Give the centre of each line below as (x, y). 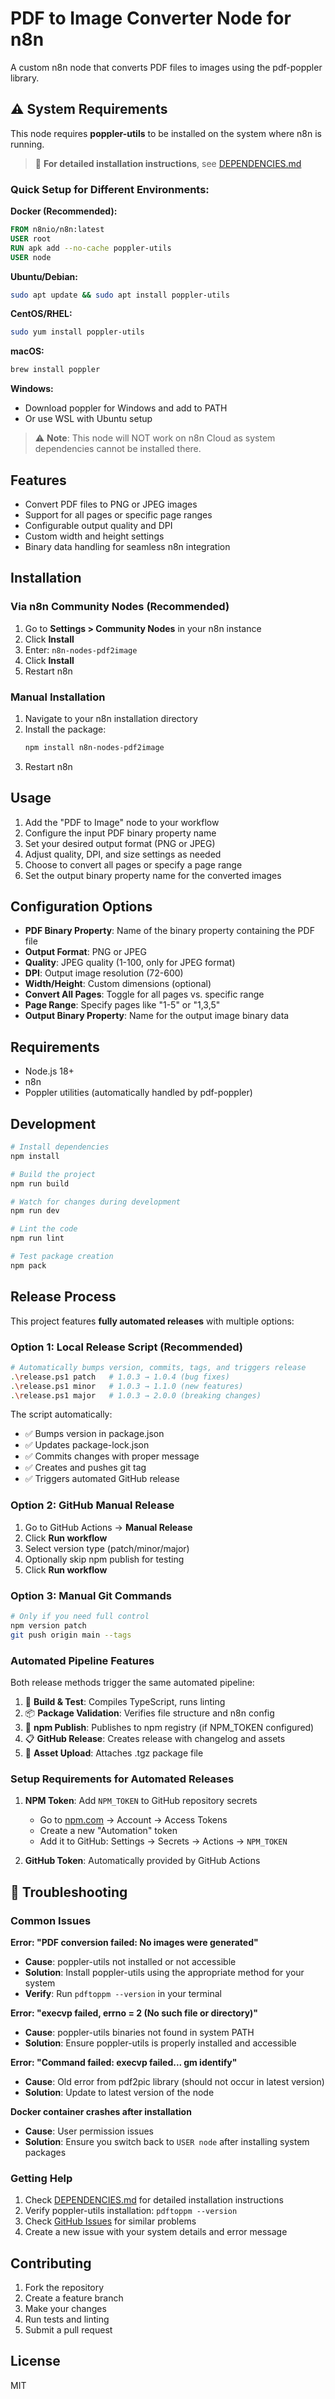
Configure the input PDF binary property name (120, 833)
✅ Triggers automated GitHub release (102, 1479)
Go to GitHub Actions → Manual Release (108, 1527)
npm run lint (37, 1238)
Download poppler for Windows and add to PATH (126, 408)
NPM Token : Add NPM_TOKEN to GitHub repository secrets (141, 1801)
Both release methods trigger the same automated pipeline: (132, 1682)
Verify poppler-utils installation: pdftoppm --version (131, 2211)
